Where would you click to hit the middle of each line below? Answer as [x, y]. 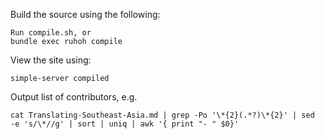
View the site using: [51, 60]
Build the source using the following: [85, 14]
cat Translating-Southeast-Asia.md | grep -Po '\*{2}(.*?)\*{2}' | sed [162, 115]
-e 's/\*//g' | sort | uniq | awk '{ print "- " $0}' [125, 124]
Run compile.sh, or [51, 33]
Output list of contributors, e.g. [74, 97]
